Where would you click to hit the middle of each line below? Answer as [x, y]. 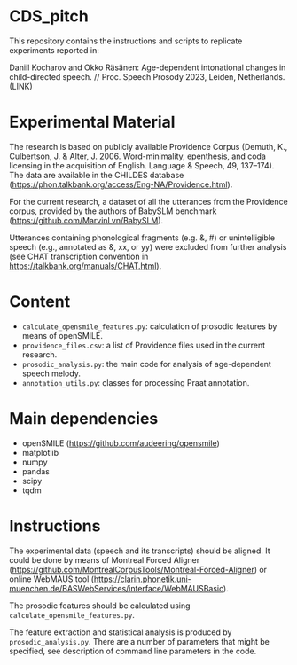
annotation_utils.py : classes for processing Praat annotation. [136, 382]
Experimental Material [92, 122]
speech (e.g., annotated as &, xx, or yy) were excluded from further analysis [148, 246]
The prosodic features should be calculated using [100, 606]
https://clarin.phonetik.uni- [143, 579]
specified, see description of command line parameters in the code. [133, 651]
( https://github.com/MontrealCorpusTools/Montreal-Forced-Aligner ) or [138, 569]
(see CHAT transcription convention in [79, 256]
